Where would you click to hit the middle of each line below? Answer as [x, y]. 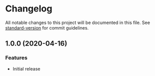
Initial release [26, 68]
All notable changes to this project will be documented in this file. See [78, 22]
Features [16, 58]
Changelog [29, 9]
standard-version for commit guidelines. [47, 27]
